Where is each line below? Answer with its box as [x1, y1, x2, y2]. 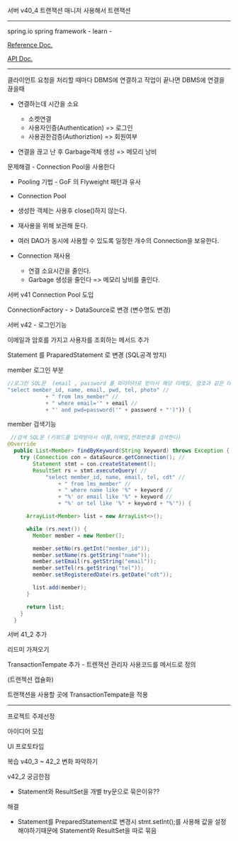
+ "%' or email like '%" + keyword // [57, 493, 173, 501]
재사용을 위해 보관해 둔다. [17, 222, 89, 230]
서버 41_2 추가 [7, 630, 47, 639]
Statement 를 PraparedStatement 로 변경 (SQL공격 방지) [7, 351, 167, 359]
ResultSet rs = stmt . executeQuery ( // [33, 467, 147, 474]
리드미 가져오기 [7, 645, 50, 654]
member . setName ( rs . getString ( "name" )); [33, 551, 151, 558]
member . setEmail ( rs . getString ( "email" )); [33, 558, 157, 565]
